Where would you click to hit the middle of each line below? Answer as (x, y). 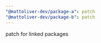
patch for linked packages (37, 34)
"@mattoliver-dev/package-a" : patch (50, 11)
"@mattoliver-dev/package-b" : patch (50, 17)
